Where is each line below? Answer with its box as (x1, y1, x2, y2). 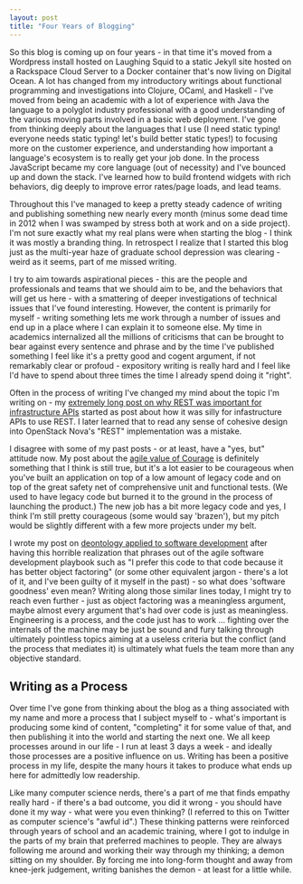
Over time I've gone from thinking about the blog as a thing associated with (9, 702, 289, 714)
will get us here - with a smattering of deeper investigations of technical (9, 293, 278, 304)
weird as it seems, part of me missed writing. (9, 256, 177, 267)
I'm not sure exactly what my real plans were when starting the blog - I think (9, 227, 293, 238)
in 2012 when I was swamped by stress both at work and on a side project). (9, 218, 291, 229)
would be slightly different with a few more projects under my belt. (9, 520, 257, 531)
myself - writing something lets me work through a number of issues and (9, 312, 281, 323)
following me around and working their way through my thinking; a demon (9, 845, 285, 856)
